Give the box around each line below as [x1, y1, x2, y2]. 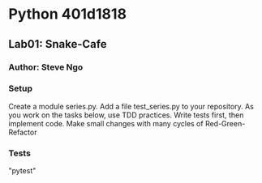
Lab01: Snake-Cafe [8, 37, 107, 51]
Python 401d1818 [8, 5, 127, 23]
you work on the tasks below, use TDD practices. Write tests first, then [8, 110, 244, 120]
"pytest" [8, 166, 37, 176]
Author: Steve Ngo [8, 62, 84, 73]
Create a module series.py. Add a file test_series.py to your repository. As [8, 101, 254, 111]
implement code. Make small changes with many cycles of [8, 118, 204, 128]
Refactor [8, 127, 37, 137]
